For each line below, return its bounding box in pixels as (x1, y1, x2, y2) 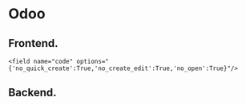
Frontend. (8, 37, 58, 50)
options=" (76, 57, 110, 65)
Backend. (8, 86, 57, 99)
